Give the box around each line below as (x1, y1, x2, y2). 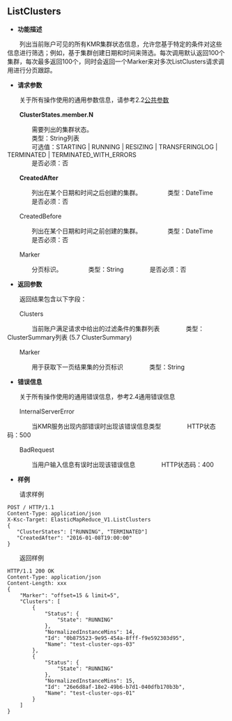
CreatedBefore (19, 212, 62, 220)
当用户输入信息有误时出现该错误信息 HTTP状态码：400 (31, 460, 215, 469)
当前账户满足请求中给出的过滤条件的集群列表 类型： (31, 324, 204, 333)
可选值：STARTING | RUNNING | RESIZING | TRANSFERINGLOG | (31, 142, 218, 151)
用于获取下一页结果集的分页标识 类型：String (31, 363, 185, 371)
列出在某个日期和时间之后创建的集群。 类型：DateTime (31, 188, 214, 197)
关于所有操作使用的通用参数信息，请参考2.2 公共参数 (19, 96, 169, 104)
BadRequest (19, 446, 54, 454)
